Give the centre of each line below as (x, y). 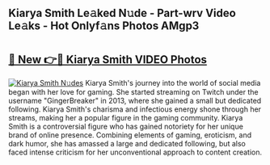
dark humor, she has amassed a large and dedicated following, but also (127, 144)
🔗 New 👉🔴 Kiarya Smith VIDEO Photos (108, 59)
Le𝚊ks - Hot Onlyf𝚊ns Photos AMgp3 (104, 26)
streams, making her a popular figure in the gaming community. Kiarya (126, 118)
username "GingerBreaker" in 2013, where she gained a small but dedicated (135, 101)
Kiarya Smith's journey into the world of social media (173, 83)
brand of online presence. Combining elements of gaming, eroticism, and (130, 135)
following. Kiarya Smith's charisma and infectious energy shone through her (135, 109)
